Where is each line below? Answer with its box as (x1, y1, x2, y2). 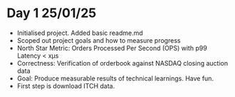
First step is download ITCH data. (16, 81, 115, 90)
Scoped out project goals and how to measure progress (16, 36, 181, 44)
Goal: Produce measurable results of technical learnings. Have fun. (16, 73, 214, 83)
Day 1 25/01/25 (6, 5, 97, 21)
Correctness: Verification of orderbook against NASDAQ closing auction (16, 58, 229, 67)
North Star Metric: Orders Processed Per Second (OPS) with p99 (16, 44, 207, 52)
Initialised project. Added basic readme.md (16, 29, 143, 37)
